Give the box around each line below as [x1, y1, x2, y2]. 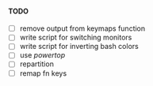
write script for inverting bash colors [19, 42, 139, 51]
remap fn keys [19, 68, 67, 78]
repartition [19, 59, 54, 69]
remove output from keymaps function [19, 24, 146, 33]
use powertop [19, 50, 66, 60]
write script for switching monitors [19, 32, 132, 43]
